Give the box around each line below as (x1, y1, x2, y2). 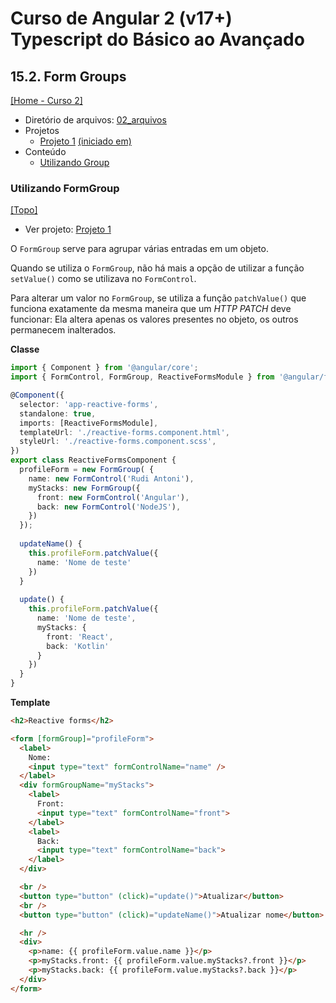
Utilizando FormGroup (10, 181, 120, 195)
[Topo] (10, 204, 38, 216)
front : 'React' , (46, 632, 114, 642)
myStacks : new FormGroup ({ (28, 483, 141, 493)
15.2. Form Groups (10, 68, 127, 85)
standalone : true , (19, 408, 97, 419)
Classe (10, 343, 40, 356)
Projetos (24, 125, 60, 136)
